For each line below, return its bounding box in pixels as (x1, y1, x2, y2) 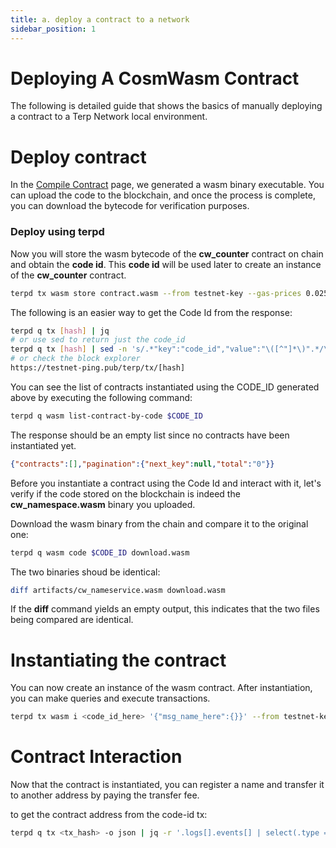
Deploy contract (10, 146, 147, 168)
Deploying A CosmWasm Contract (10, 67, 300, 90)
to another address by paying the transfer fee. (10, 789, 200, 801)
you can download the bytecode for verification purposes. (10, 200, 250, 212)
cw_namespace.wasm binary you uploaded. (10, 498, 196, 510)
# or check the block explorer (10, 354, 141, 364)
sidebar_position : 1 (10, 24, 97, 34)
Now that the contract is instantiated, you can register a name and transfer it (10, 779, 325, 791)
